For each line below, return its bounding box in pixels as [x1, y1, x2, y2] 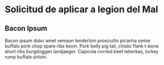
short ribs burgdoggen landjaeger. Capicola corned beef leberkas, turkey [5, 49, 159, 54]
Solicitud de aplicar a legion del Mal [5, 4, 158, 15]
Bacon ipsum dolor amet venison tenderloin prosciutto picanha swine [5, 37, 151, 44]
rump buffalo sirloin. [5, 54, 48, 60]
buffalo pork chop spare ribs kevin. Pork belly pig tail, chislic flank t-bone [5, 43, 159, 49]
